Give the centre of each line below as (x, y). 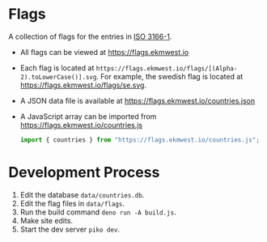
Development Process (84, 172)
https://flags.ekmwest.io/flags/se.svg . (83, 85)
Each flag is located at (57, 68)
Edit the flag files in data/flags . (72, 203)
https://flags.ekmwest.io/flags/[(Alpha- (167, 68)
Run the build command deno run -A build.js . (98, 212)
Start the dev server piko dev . (70, 229)
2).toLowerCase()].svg (58, 77)
